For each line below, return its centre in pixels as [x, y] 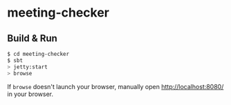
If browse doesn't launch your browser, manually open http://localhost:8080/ [115, 86]
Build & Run [32, 38]
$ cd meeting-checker [38, 54]
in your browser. [30, 94]
